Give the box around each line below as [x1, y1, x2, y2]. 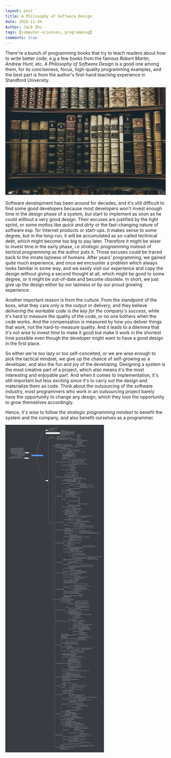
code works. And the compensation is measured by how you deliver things [5, 318, 162, 324]
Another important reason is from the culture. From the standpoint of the [5, 297, 157, 303]
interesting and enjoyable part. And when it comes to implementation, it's [5, 372, 159, 378]
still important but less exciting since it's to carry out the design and [5, 377, 148, 383]
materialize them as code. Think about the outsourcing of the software [5, 383, 153, 389]
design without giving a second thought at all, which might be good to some [5, 270, 164, 276]
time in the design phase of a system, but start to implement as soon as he [5, 210, 162, 217]
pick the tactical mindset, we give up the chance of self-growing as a [5, 356, 150, 362]
